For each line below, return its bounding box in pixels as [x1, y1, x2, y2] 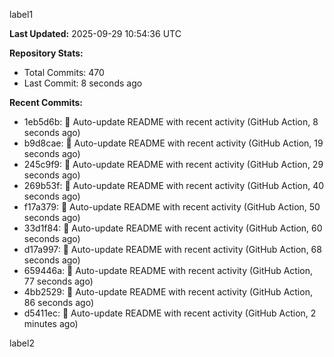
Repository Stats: [9, 47, 84, 59]
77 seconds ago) [23, 275, 94, 287]
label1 [9, 9, 34, 20]
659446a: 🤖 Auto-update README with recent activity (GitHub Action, [23, 265, 314, 276]
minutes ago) [23, 318, 79, 329]
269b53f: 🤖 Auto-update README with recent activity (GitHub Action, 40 [23, 180, 325, 191]
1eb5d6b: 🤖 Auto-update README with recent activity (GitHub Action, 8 [23, 116, 319, 128]
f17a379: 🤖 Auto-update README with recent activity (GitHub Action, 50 [23, 201, 321, 213]
